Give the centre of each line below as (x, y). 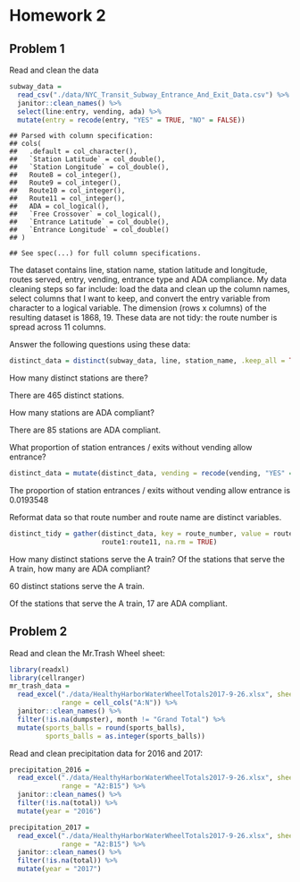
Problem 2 (38, 632)
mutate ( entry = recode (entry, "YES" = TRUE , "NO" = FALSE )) (131, 120)
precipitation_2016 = (50, 770)
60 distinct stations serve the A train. (77, 586)
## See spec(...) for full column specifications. (105, 253)
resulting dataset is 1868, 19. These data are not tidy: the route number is (143, 318)
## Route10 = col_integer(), (67, 191)
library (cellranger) (48, 678)
